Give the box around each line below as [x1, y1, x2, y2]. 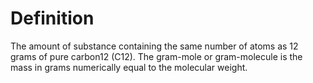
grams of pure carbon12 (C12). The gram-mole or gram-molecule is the [10, 50, 303, 62]
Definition [10, 7, 95, 30]
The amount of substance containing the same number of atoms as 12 [10, 40, 299, 52]
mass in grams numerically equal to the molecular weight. [10, 61, 248, 73]
